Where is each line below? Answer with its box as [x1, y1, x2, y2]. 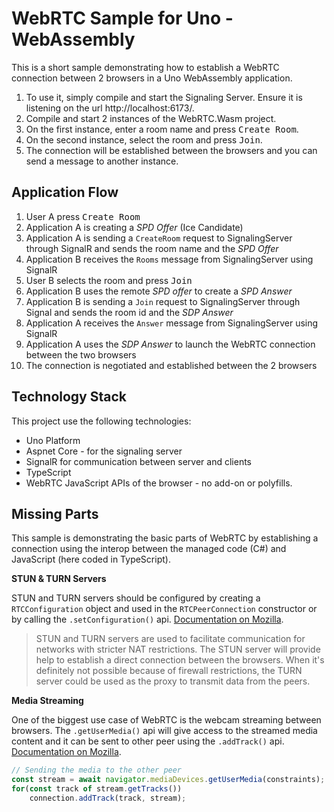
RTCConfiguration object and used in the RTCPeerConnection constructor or [11, 603, 318, 615]
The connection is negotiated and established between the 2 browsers [25, 359, 318, 371]
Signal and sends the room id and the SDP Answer [25, 306, 234, 318]
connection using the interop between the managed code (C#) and [11, 543, 287, 555]
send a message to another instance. [25, 155, 179, 167]
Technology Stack [11, 388, 127, 406]
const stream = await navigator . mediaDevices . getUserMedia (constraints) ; [11, 775, 326, 785]
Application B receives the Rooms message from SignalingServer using [25, 253, 314, 265]
